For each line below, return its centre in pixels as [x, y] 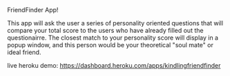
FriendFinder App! [33, 10]
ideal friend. [24, 52]
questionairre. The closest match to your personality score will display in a [113, 38]
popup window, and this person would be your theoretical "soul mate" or [111, 45]
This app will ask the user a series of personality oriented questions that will [115, 23]
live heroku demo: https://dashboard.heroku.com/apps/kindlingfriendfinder [114, 65]
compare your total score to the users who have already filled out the [105, 30]
